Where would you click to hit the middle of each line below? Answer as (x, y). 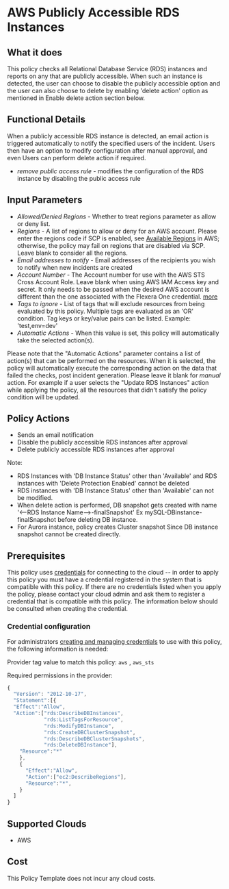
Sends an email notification (55, 435)
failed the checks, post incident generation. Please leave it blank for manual (114, 375)
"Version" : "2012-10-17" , (50, 694)
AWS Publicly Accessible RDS (93, 13)
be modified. (35, 498)
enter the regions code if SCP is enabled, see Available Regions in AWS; (118, 238)
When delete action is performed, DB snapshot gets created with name (117, 505)
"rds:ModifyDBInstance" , (79, 726)
